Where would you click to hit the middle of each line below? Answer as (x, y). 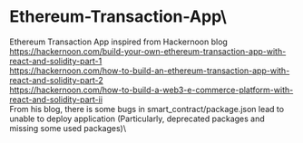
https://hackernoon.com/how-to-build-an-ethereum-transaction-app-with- (150, 71)
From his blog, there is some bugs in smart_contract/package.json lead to (147, 109)
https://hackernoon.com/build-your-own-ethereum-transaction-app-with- (148, 51)
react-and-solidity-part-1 (56, 61)
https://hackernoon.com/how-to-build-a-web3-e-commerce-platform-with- (151, 90)
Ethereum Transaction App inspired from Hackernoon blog (119, 42)
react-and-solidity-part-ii (56, 99)
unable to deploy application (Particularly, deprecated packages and (137, 119)
